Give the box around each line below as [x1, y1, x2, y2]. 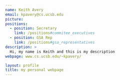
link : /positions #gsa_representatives [14, 40, 95, 45]
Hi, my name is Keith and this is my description [9, 49, 115, 54]
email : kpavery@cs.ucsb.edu [5, 12, 64, 17]
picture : [5, 16, 23, 21]
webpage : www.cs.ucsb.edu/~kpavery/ [5, 53, 81, 59]
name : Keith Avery [5, 7, 43, 12]
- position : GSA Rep [9, 35, 52, 40]
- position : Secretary [9, 26, 57, 31]
